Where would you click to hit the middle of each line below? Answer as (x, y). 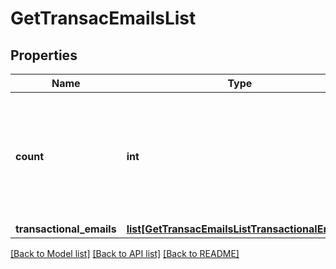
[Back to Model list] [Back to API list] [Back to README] (125, 253)
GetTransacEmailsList (103, 18)
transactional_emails (66, 229)
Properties (44, 55)
